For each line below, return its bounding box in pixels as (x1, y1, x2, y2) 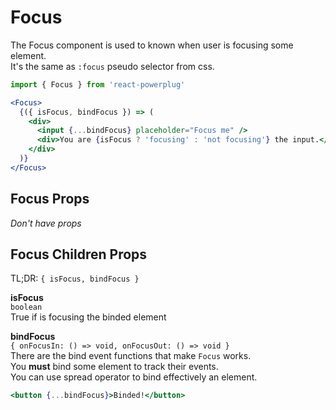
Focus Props (10, 191, 90, 208)
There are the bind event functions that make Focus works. (10, 350, 252, 362)
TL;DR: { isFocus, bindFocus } (10, 272, 140, 285)
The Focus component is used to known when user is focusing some (10, 39, 294, 51)
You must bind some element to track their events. (10, 361, 219, 373)
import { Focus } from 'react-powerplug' (10, 79, 186, 90)
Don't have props (10, 217, 82, 229)
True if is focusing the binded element (10, 311, 167, 323)
